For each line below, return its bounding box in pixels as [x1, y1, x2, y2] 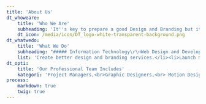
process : [6, 77, 29, 83]
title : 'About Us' [6, 9, 53, 15]
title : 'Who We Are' [17, 20, 70, 26]
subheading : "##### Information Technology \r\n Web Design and [17, 49, 180, 55]
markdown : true [17, 83, 56, 89]
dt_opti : [6, 60, 29, 66]
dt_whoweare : [6, 15, 40, 21]
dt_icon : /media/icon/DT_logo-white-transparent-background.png [17, 32, 185, 38]
